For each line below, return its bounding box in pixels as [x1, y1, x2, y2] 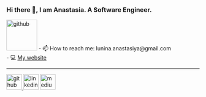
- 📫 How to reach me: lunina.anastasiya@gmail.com [38, 45, 172, 52]
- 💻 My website [6, 54, 47, 61]
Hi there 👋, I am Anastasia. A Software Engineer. [6, 6, 152, 14]
